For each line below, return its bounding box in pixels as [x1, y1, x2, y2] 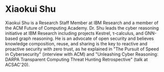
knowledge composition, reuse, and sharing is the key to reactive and [5, 40, 148, 46]
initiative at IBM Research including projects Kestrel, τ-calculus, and [5, 30, 144, 36]
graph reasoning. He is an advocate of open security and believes [19, 36, 154, 41]
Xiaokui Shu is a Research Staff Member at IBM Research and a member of [5, 20, 159, 26]
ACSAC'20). [5, 62, 30, 68]
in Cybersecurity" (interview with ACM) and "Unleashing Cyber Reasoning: [5, 51, 159, 57]
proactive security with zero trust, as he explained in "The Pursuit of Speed [5, 46, 159, 52]
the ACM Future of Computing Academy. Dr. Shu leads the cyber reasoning [5, 25, 159, 31]
